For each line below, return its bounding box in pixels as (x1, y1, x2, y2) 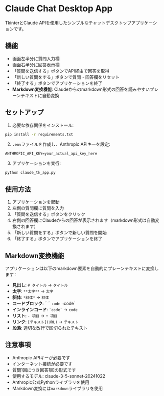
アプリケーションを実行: (12, 160, 61, 166)
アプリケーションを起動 (12, 199, 60, 205)
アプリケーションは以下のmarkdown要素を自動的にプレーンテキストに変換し (5, 265, 159, 271)
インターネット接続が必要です (12, 361, 72, 367)
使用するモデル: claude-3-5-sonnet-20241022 (12, 373, 105, 379)
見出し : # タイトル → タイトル (12, 282, 68, 288)
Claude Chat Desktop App (5, 3, 113, 14)
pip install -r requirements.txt (5, 132, 73, 137)
